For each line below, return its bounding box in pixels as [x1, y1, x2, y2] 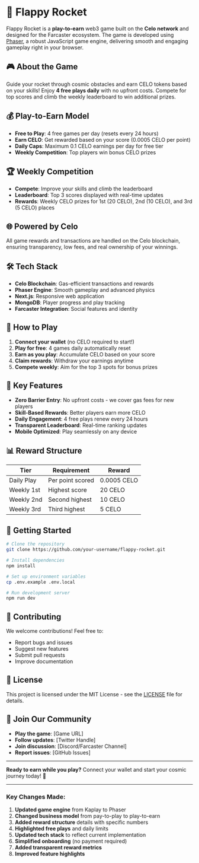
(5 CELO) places [14, 204, 55, 211]
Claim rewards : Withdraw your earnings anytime [14, 357, 134, 364]
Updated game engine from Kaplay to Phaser [14, 806, 126, 813]
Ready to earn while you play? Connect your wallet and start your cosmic [6, 766, 187, 773]
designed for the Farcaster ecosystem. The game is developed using [6, 31, 174, 38]
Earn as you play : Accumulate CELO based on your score [14, 351, 156, 358]
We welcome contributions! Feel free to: [6, 628, 104, 635]
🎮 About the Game [6, 62, 78, 72]
